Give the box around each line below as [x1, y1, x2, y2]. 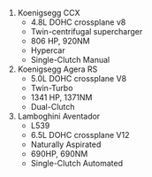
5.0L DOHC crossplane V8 [30, 73, 126, 83]
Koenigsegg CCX [17, 8, 81, 18]
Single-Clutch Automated [30, 158, 124, 168]
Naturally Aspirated [30, 139, 102, 150]
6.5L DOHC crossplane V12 [30, 130, 130, 140]
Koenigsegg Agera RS [17, 64, 98, 74]
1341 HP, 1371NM [30, 92, 93, 103]
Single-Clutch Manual [30, 55, 110, 65]
